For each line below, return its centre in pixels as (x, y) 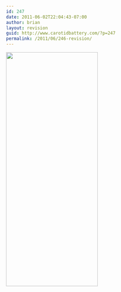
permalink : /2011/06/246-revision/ (49, 39)
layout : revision (27, 28)
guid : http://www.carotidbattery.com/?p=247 (61, 33)
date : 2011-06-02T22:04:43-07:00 (47, 17)
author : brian (23, 22)
